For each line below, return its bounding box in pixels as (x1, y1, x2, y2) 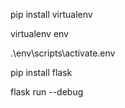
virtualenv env (10, 28, 69, 39)
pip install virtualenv (10, 9, 93, 20)
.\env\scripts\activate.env (10, 47, 116, 59)
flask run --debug (10, 86, 84, 98)
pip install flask (10, 67, 73, 78)
